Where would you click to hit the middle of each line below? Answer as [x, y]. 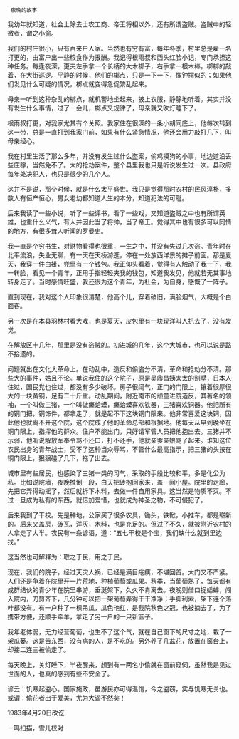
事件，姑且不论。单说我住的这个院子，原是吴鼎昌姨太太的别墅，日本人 [129, 378]
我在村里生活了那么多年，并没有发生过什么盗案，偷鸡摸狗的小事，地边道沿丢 [119, 156]
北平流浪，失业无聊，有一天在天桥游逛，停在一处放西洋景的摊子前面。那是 [116, 255]
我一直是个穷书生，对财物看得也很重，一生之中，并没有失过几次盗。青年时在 [119, 246]
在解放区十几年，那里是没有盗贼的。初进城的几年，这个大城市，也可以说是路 [119, 345]
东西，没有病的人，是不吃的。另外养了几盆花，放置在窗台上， [141, 641]
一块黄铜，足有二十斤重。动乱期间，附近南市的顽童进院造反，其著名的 [122, 396]
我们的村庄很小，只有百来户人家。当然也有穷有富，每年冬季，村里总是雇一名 [119, 48]
